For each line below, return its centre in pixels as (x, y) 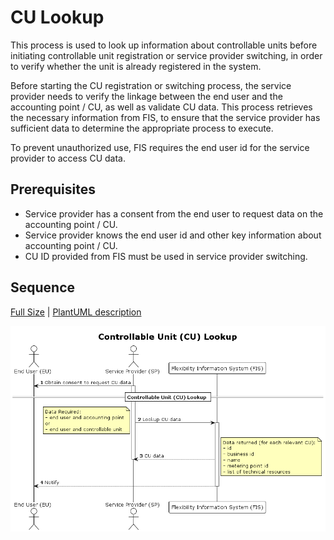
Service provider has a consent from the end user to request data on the (174, 213)
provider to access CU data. (68, 158)
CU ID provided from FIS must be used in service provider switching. (166, 256)
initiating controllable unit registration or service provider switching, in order (166, 55)
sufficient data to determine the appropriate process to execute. (142, 128)
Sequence (43, 287)
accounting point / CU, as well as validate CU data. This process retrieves (161, 107)
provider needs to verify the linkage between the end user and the (146, 96)
